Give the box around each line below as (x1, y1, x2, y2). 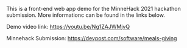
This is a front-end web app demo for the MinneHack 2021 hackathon (6, 5, 181, 12)
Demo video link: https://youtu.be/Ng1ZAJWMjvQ (6, 23, 130, 30)
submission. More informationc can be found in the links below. (6, 11, 166, 19)
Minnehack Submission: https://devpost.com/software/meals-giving (6, 35, 177, 41)
